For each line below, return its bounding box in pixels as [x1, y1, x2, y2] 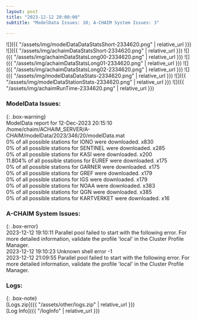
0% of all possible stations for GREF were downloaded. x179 [6, 169, 152, 177]
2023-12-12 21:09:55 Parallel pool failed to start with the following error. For [6, 254, 190, 261]
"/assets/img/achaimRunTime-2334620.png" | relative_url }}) [6, 85, 155, 92]
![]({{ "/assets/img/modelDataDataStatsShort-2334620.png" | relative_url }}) [6, 41, 192, 48]
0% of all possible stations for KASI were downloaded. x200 [6, 151, 152, 158]
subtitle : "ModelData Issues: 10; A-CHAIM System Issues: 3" [6, 19, 160, 25]
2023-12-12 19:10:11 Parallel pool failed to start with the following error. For [6, 228, 187, 236]
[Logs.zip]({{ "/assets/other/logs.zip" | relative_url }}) [6, 301, 135, 308]
